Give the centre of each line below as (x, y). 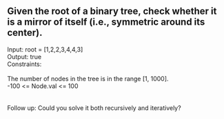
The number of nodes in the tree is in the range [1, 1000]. (88, 78)
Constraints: (24, 64)
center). (25, 33)
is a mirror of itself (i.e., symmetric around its (106, 22)
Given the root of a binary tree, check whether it (112, 11)
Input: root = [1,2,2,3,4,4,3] (45, 49)
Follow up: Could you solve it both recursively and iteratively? (94, 108)
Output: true (24, 56)
